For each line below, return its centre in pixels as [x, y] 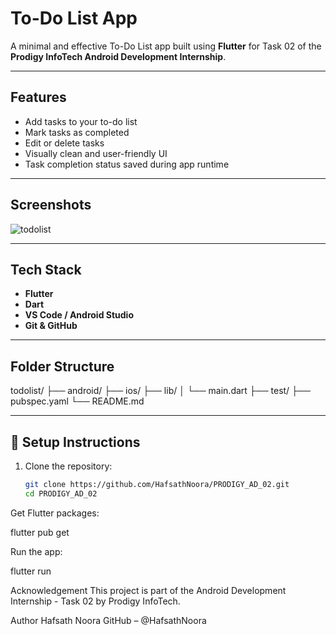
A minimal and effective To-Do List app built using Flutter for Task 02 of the [166, 46]
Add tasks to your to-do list [81, 121]
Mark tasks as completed [77, 132]
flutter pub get [40, 532]
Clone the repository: [68, 466]
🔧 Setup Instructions [75, 442]
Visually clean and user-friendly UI [96, 153]
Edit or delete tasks [64, 143]
